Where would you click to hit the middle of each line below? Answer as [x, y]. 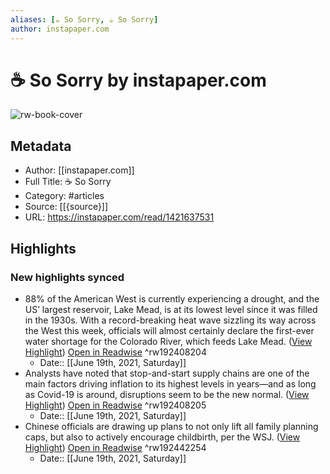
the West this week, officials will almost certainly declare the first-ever [169, 330]
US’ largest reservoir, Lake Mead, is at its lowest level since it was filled [171, 309]
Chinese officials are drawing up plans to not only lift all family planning [171, 426]
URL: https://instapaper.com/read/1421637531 [119, 217]
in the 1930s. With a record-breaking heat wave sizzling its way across [170, 320]
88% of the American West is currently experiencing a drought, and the [172, 298]
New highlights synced [67, 277]
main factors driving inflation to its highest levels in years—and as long [170, 383]
